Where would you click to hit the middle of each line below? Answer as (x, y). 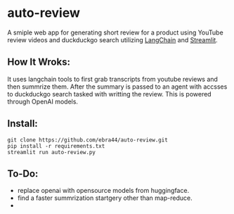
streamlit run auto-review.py (52, 152)
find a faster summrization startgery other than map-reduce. (105, 198)
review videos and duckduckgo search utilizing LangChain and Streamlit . (112, 39)
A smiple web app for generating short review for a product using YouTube (115, 32)
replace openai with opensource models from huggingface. (103, 191)
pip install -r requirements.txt (56, 146)
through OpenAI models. (43, 101)
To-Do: (23, 174)
